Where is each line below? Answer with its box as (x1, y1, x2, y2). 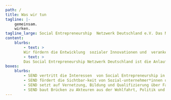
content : (5, 36, 24, 41)
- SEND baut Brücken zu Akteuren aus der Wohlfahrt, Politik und (23, 87, 165, 92)
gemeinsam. (14, 21, 38, 27)
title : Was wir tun (5, 12, 47, 17)
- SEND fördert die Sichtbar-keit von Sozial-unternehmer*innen (23, 78, 163, 83)
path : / (5, 7, 22, 13)
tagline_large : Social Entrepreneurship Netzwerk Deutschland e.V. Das (5, 31, 163, 36)
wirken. (14, 26, 31, 31)
